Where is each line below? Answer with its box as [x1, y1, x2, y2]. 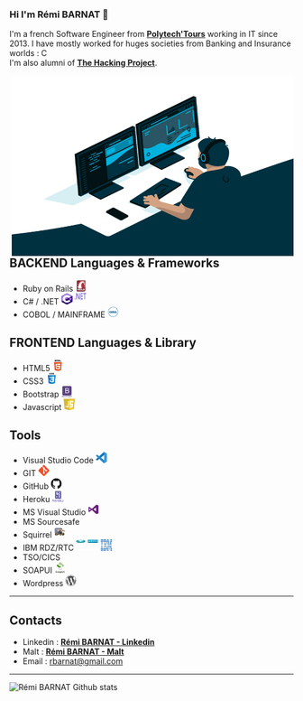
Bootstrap [22, 388, 60, 399]
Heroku [22, 494, 50, 505]
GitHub [22, 481, 50, 491]
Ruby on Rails [22, 283, 74, 294]
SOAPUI [22, 565, 52, 576]
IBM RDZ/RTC [22, 542, 75, 554]
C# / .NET [22, 295, 60, 306]
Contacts [9, 612, 63, 628]
